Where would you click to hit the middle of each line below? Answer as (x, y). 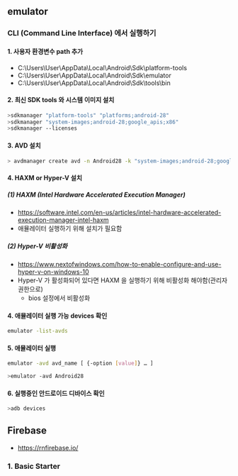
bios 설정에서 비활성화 (59, 298)
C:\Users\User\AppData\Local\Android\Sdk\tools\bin (94, 83)
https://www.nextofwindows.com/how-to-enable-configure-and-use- (119, 264)
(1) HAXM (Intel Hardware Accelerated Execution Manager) (96, 194)
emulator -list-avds (38, 331)
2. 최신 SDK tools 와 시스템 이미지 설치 (61, 100)
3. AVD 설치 (24, 145)
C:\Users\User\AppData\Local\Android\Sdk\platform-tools (102, 67)
